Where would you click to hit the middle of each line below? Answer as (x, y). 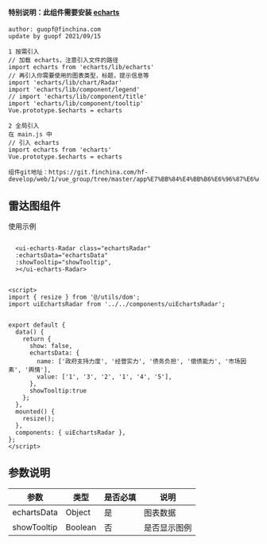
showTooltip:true (58, 391)
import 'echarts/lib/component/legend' (74, 90)
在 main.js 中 (31, 135)
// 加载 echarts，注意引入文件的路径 (64, 61)
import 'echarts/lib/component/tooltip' (76, 104)
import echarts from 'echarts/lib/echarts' (81, 68)
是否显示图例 (168, 527)
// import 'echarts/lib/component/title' (78, 97)
